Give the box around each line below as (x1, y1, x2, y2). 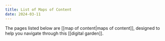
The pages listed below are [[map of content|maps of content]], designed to (5, 25, 160, 31)
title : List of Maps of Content (5, 7, 72, 12)
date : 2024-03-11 (5, 12, 41, 17)
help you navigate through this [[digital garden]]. (5, 30, 104, 36)
